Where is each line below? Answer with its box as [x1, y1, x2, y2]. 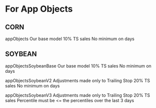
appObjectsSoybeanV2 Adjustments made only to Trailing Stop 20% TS [5, 77, 150, 84]
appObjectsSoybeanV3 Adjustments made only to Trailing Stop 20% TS [5, 92, 150, 98]
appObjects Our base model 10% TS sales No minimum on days [5, 36, 134, 42]
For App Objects [5, 3, 73, 15]
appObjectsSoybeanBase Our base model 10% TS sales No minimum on [5, 63, 152, 69]
